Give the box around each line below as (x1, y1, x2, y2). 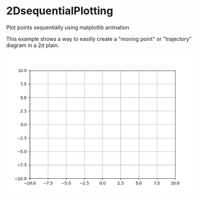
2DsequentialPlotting (6, 4, 113, 18)
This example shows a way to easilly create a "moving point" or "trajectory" (6, 35, 192, 42)
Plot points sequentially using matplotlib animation (6, 24, 130, 31)
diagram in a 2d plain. (6, 42, 60, 49)
